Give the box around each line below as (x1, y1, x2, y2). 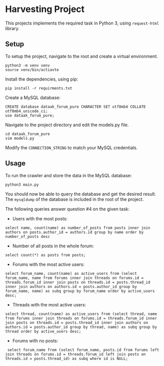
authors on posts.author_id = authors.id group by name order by (5, 229, 144, 235)
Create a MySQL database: (5, 94, 61, 101)
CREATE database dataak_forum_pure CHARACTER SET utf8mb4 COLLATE (5, 104, 146, 109)
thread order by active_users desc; (5, 329, 81, 334)
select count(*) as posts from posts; (5, 252, 86, 257)
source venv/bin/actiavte (5, 67, 59, 72)
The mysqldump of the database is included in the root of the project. (5, 196, 144, 202)
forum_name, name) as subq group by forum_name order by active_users (5, 288, 155, 293)
